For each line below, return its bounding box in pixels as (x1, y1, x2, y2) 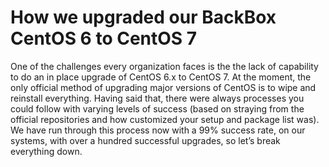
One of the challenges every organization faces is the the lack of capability (10, 60, 319, 72)
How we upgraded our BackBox (10, 6, 277, 29)
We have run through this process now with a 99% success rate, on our (10, 124, 306, 136)
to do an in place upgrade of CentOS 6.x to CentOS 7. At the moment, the (10, 71, 312, 83)
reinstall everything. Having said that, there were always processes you (10, 92, 305, 104)
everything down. (10, 145, 83, 157)
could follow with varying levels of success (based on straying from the (10, 102, 305, 115)
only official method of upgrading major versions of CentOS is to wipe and (10, 81, 317, 93)
